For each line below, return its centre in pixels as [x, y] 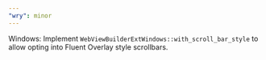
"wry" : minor [30, 16]
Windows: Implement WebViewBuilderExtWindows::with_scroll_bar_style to [133, 38]
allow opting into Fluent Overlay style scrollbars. [88, 47]
